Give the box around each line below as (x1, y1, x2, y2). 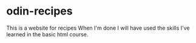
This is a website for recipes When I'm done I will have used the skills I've (6, 24, 190, 31)
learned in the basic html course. (6, 30, 89, 38)
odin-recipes (6, 4, 73, 18)
